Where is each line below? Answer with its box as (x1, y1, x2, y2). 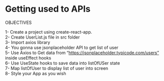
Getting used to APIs (5, 3, 91, 15)
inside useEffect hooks (5, 55, 52, 61)
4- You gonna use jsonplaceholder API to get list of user (5, 44, 119, 50)
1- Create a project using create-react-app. (5, 29, 92, 35)
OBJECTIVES (5, 20, 32, 25)
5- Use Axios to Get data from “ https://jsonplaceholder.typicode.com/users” (5, 50, 160, 56)
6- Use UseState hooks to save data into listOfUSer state (5, 60, 120, 66)
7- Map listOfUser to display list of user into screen (5, 65, 109, 71)
